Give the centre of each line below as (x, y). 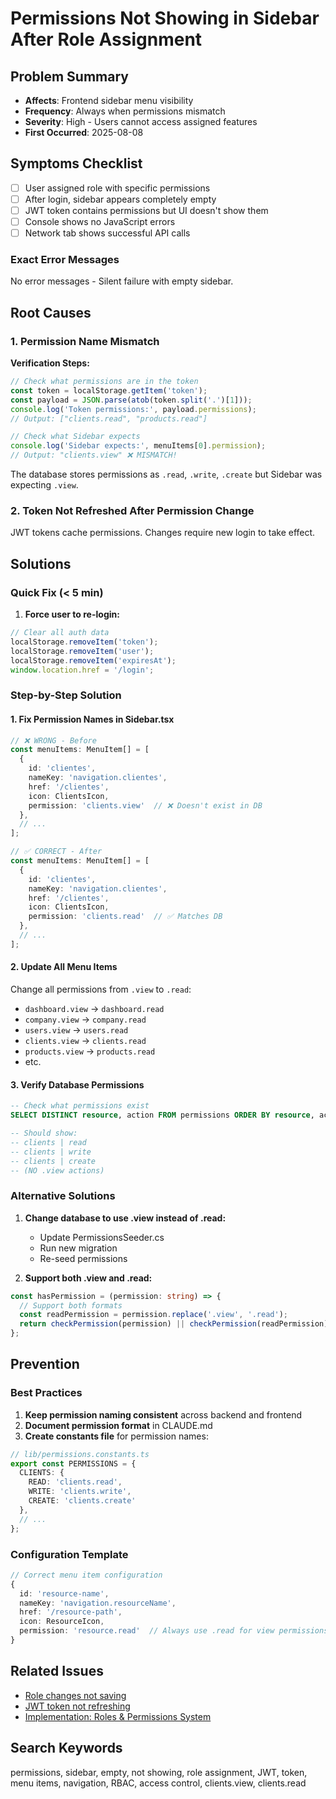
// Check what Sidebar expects (75, 437)
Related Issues (57, 1671)
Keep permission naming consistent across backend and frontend (163, 1414)
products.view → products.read (90, 1051)
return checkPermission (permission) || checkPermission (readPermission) (174, 1324)
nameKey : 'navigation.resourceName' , (98, 1603)
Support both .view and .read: (88, 1278)
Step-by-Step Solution (66, 695)
